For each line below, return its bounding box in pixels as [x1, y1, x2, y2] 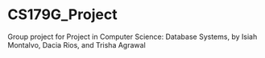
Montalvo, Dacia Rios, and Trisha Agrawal [7, 40, 146, 49]
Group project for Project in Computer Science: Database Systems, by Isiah [7, 32, 258, 41]
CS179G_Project [7, 6, 118, 24]
